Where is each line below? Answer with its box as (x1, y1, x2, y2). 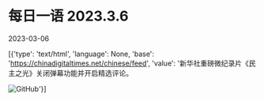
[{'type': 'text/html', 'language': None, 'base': (8, 49, 155, 58)
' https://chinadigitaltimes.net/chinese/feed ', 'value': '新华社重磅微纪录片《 (8, 58, 249, 68)
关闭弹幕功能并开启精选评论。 (35, 68, 133, 77)
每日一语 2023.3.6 (8, 7, 129, 25)
